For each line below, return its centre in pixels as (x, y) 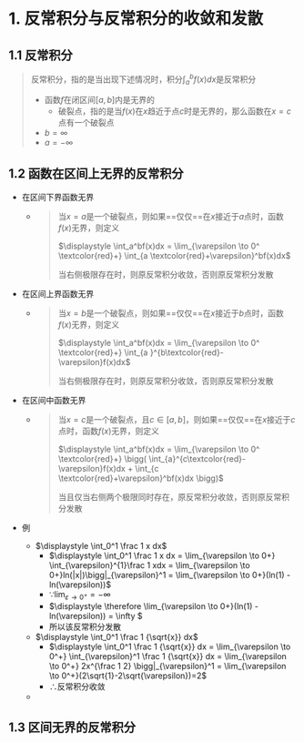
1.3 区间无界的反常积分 (72, 728)
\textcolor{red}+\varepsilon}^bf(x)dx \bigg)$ (141, 478)
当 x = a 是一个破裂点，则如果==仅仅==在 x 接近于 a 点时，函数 (171, 217)
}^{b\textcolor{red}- (187, 352)
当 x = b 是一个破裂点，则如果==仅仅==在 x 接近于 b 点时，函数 (171, 313)
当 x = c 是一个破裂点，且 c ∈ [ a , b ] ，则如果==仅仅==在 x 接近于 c (177, 420)
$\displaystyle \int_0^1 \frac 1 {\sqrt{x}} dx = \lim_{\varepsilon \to (170, 646)
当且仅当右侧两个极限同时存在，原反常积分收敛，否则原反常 (170, 497)
